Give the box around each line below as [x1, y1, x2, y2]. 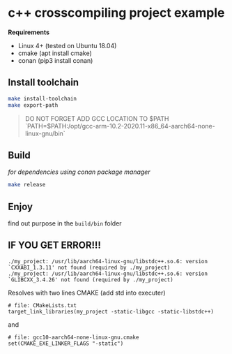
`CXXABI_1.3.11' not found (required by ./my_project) [8, 264, 171, 271]
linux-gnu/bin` [24, 129, 65, 138]
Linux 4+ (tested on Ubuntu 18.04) [17, 41, 117, 50]
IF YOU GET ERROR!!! [8, 239, 102, 251]
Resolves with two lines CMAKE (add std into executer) [8, 288, 166, 297]
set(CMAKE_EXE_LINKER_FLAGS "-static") [8, 340, 124, 347]
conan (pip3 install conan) [17, 56, 93, 64]
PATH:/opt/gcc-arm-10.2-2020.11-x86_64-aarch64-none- [50, 121, 215, 130]
